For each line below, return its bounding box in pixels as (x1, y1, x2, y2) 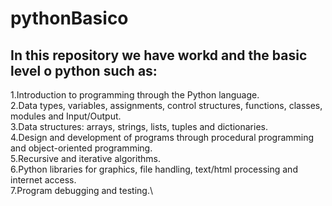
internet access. (10, 174, 77, 186)
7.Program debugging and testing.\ (10, 185, 153, 196)
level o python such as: (10, 62, 158, 79)
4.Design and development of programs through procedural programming (10, 132, 315, 143)
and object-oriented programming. (10, 142, 153, 154)
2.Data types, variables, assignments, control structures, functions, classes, (10, 100, 323, 111)
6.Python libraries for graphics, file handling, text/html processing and (10, 163, 298, 175)
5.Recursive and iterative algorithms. (10, 153, 161, 164)
